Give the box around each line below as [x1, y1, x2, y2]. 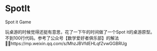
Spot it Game [5, 19, 32, 25]
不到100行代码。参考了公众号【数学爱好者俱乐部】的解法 [5, 35, 119, 41]
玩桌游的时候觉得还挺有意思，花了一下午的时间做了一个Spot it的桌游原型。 [5, 29, 155, 34]
